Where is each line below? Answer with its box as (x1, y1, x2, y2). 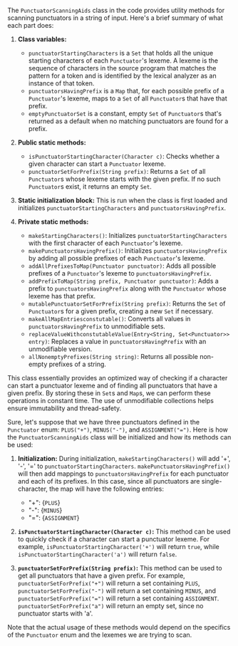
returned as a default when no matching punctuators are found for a (28, 117, 229, 125)
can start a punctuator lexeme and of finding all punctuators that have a (7, 381, 218, 390)
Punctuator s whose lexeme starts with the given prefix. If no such (28, 174, 221, 183)
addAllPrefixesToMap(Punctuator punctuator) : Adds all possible (28, 261, 217, 270)
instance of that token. (28, 79, 95, 88)
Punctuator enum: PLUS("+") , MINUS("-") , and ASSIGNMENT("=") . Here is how (7, 425, 228, 434)
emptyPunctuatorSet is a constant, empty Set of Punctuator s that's (28, 110, 222, 118)
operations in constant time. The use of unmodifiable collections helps (7, 397, 214, 405)
